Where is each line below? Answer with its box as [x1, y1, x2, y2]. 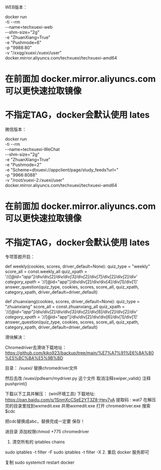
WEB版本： [5, 4, 28, 10]
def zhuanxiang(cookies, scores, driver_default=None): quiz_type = [5, 299, 140, 304]
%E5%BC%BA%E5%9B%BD [5, 355, 64, 361]
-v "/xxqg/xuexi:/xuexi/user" [5, 50, 62, 56]
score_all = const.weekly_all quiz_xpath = [5, 269, 87, 274]
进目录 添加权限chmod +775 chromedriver [5, 429, 90, 435]
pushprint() [5, 381, 28, 387]
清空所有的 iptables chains [12, 439, 65, 445]
